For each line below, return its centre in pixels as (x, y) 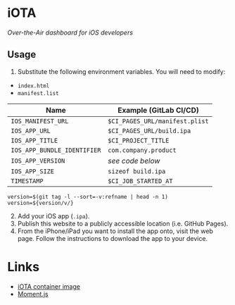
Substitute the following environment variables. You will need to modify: (121, 71)
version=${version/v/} (40, 203)
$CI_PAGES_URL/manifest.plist (158, 121)
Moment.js (33, 294)
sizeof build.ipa (137, 171)
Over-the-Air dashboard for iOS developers (70, 32)
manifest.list (38, 93)
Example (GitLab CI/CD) (158, 110)
